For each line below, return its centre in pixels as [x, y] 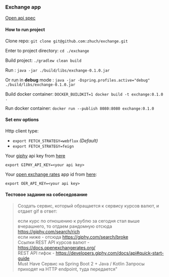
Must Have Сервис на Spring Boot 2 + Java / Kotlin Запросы [81, 263]
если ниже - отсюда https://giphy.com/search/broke [73, 237]
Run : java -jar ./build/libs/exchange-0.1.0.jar [58, 70]
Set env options [22, 120]
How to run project [25, 29]
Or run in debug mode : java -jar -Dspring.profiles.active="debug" [78, 80]
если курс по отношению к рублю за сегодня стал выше [79, 221]
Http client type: [22, 131]
